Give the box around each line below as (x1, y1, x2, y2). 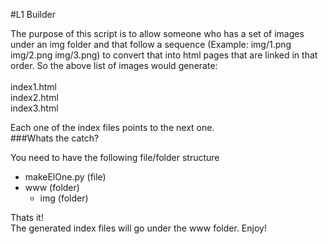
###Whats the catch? (10, 132, 100, 144)
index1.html (10, 81, 57, 93)
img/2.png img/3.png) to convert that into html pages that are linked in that (10, 49, 318, 61)
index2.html (10, 92, 59, 103)
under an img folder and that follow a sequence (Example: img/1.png (10, 39, 292, 50)
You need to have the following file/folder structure (10, 152, 220, 163)
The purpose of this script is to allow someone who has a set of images (10, 28, 305, 39)
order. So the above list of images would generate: (10, 60, 218, 71)
